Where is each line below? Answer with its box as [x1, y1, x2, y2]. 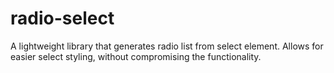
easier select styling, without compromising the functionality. [10, 50, 262, 62]
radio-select [10, 7, 115, 30]
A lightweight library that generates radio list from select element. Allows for [10, 40, 324, 52]
